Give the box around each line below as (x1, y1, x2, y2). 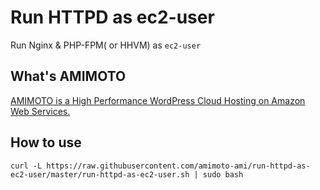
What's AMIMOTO (10, 68, 127, 85)
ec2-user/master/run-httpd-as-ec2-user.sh (10, 169, 190, 180)
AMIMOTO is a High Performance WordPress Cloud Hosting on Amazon (10, 94, 306, 106)
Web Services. (10, 105, 71, 117)
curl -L (10, 161, 43, 171)
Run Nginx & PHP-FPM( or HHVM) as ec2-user (10, 39, 202, 51)
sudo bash (202, 169, 244, 180)
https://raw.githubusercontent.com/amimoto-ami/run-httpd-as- (46, 161, 311, 171)
